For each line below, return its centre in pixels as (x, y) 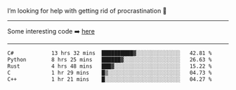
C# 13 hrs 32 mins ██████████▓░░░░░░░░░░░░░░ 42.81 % (110, 53)
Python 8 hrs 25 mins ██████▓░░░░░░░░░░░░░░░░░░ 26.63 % (110, 59)
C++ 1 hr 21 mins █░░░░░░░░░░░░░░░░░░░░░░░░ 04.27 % (110, 79)
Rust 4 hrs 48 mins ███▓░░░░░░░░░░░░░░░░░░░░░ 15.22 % (110, 66)
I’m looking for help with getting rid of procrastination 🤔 (87, 11)
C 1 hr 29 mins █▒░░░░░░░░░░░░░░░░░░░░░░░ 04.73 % (110, 73)
